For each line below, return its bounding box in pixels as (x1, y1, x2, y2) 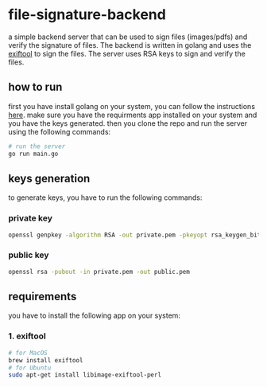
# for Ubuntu (8, 364, 52, 372)
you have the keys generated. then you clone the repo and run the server (8, 118, 248, 128)
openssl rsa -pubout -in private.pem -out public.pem (8, 268, 191, 276)
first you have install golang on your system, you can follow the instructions (8, 101, 256, 111)
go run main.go (8, 150, 59, 158)
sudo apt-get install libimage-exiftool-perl (8, 371, 161, 379)
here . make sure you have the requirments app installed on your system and (8, 110, 257, 119)
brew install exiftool (8, 356, 83, 364)
